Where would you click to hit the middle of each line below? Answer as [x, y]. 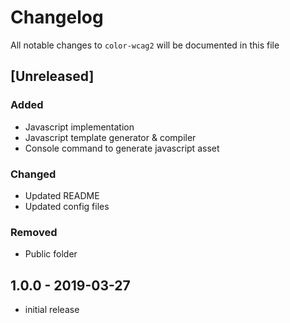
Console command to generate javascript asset [122, 148]
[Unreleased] [52, 76]
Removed [34, 232]
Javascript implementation [79, 127]
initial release [52, 310]
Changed [33, 174]
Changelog [57, 17]
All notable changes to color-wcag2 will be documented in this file [145, 45]
